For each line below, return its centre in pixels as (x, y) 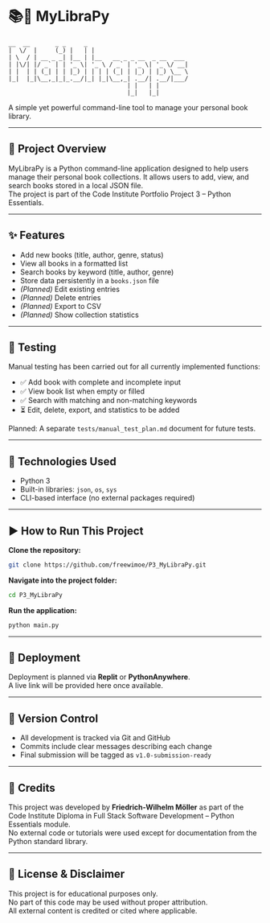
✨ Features (37, 235)
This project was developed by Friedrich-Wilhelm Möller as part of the (126, 807)
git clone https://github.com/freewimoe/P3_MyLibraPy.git (107, 565)
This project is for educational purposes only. (83, 893)
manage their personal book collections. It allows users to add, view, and (129, 177)
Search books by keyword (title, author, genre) (97, 272)
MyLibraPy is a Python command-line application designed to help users (129, 168)
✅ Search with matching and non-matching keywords (108, 401)
